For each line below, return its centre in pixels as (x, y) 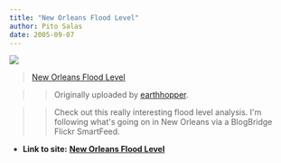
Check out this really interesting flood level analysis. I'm (158, 112)
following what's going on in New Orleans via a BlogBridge (163, 122)
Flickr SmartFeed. (87, 131)
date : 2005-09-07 (42, 34)
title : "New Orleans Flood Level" (75, 18)
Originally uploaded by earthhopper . (121, 95)
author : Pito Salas (46, 26)
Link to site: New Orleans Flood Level (94, 149)
